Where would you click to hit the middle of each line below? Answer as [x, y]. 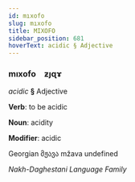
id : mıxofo [27, 16]
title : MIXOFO [32, 31]
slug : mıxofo [30, 23]
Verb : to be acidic [38, 107]
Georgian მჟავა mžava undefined [63, 154]
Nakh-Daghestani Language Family [67, 169]
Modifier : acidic [35, 139]
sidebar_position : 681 [46, 38]
